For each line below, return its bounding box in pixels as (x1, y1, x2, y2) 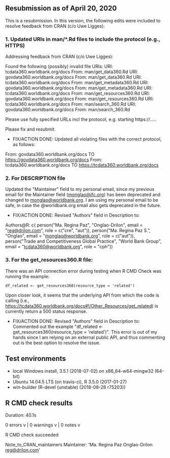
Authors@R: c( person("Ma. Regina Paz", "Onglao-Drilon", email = (5, 222, 143, 228)
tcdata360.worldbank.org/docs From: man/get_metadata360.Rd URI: (5, 80, 149, 86)
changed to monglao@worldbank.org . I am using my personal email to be (5, 197, 158, 203)
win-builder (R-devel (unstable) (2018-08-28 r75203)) (12, 384, 126, 390)
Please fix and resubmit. (5, 126, 56, 133)
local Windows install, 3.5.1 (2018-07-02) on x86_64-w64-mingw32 (12, 368, 154, 374)
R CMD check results (5, 399, 73, 407)
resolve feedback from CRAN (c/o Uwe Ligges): (5, 23, 105, 29)
